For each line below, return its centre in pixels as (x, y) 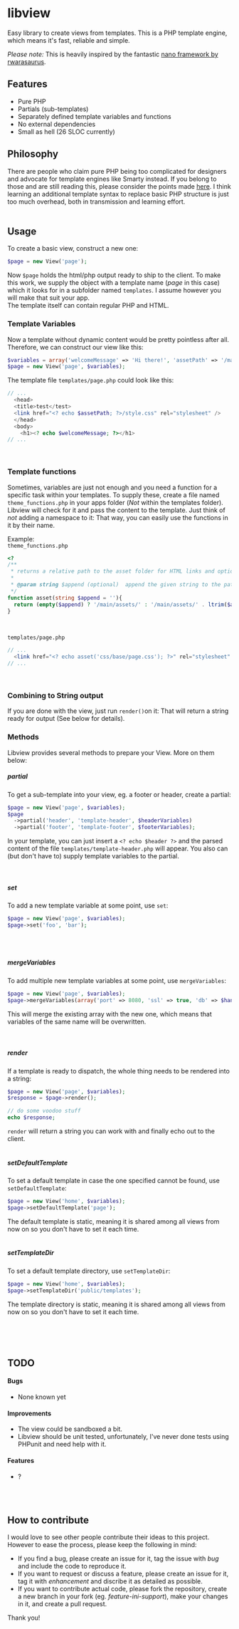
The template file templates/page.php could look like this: (91, 380)
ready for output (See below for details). (66, 719)
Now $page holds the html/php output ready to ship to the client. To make (114, 275)
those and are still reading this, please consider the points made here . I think (119, 186)
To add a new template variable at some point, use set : (88, 905)
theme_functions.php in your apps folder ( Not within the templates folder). (116, 502)
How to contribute (48, 1520)
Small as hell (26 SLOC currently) (66, 131)
